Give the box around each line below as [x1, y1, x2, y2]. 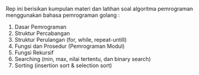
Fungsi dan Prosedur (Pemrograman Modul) [14, 42, 125, 50]
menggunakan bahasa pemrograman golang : [5, 11, 120, 19]
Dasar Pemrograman [14, 24, 67, 30]
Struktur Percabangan [14, 30, 71, 37]
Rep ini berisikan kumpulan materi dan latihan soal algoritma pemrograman [5, 5, 194, 12]
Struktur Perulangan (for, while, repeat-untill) [14, 36, 127, 43]
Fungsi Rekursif [14, 49, 54, 56]
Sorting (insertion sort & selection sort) [14, 62, 113, 69]
